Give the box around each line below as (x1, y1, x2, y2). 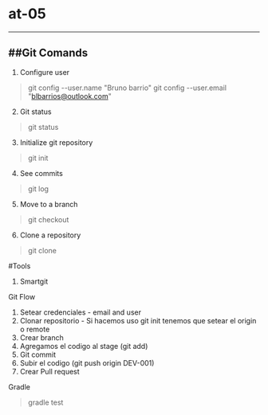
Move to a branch (19, 199, 78, 209)
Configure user (19, 67, 70, 76)
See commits (19, 168, 64, 178)
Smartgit (19, 276, 49, 286)
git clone (27, 245, 57, 255)
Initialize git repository (19, 137, 93, 147)
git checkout (27, 214, 69, 224)
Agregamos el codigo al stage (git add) (19, 341, 148, 350)
